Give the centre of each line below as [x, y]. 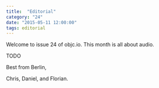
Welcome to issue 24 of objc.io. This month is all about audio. [80, 45]
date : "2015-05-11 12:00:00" [42, 22]
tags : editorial [26, 28]
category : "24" [25, 17]
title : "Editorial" [31, 11]
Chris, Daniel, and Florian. [37, 79]
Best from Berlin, [26, 67]
